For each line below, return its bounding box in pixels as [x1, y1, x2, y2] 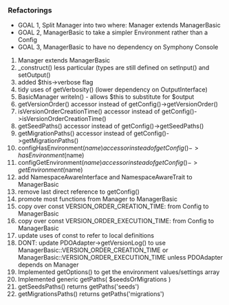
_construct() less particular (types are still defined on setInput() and [17, 64, 210, 72]
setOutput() [17, 71, 51, 79]
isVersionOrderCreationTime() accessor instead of [17, 107, 160, 115]
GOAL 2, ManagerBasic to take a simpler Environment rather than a [17, 28, 208, 36]
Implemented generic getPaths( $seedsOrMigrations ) [17, 275, 171, 284]
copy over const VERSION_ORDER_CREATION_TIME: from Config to [17, 202, 209, 211]
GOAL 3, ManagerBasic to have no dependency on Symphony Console [17, 43, 219, 52]
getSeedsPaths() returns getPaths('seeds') [17, 282, 140, 291]
